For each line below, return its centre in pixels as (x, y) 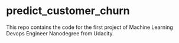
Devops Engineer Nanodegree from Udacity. (60, 33)
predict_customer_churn (68, 11)
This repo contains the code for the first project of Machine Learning (89, 27)
